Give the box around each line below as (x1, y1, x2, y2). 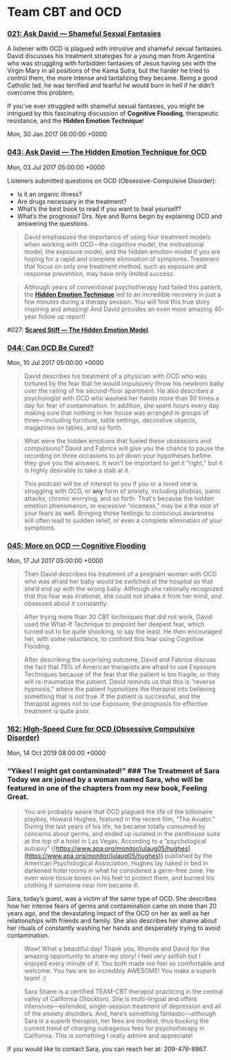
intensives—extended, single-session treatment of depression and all (23, 1002, 221, 1010)
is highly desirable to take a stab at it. (23, 466, 130, 474)
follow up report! (38, 312, 86, 320)
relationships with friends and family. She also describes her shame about (7, 916, 217, 924)
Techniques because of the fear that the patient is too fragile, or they (23, 670, 220, 678)
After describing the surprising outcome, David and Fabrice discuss (23, 655, 217, 664)
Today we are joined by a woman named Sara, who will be (7, 774, 203, 784)
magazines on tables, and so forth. (23, 423, 123, 432)
